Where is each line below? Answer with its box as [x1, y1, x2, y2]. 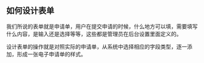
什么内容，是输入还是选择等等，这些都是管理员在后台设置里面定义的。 [6, 30, 182, 37]
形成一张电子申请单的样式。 [16, 50, 86, 58]
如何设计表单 [6, 5, 55, 16]
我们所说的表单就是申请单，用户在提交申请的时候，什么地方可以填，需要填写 [6, 23, 198, 30]
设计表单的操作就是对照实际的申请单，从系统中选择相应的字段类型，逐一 [6, 43, 187, 50]
